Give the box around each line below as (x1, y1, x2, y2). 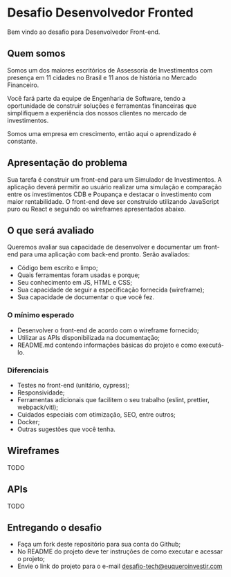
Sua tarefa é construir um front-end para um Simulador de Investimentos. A (7, 175, 223, 184)
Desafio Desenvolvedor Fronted (7, 5, 194, 21)
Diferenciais (7, 365, 49, 375)
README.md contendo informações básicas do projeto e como (17, 341, 197, 349)
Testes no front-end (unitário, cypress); (17, 381, 130, 389)
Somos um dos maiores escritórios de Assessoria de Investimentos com (7, 66, 213, 74)
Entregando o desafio (7, 522, 102, 533)
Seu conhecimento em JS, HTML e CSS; (17, 278, 133, 287)
